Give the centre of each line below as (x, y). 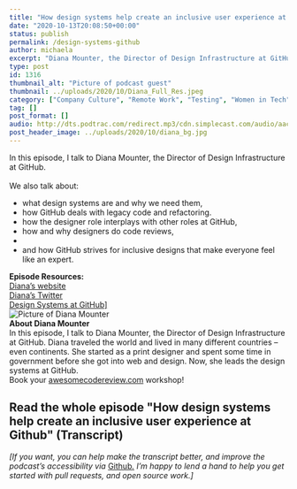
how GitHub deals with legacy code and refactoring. (117, 212)
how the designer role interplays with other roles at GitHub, (129, 221)
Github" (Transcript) (66, 436)
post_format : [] (39, 116)
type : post (29, 67)
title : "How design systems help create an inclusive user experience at (148, 17)
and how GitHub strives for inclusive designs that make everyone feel (148, 249)
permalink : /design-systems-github (75, 42)
